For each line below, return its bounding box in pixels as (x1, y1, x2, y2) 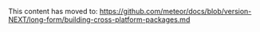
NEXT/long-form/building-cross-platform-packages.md (8, 15, 191, 24)
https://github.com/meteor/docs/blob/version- (99, 7, 252, 16)
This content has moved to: (8, 7, 98, 16)
